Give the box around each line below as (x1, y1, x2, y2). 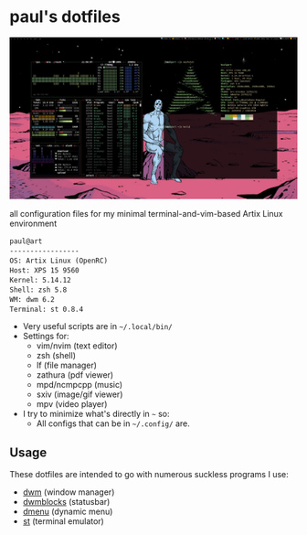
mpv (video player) (36, 399, 108, 410)
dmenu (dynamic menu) (22, 506, 113, 518)
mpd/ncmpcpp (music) (36, 380, 123, 391)
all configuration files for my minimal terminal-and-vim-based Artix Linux (9, 209, 283, 219)
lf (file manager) (36, 359, 98, 371)
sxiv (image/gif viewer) (36, 389, 123, 400)
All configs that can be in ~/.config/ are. (36, 418, 190, 429)
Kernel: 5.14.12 (9, 275, 71, 284)
